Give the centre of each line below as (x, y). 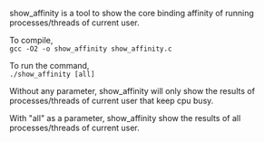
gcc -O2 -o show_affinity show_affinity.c (91, 49)
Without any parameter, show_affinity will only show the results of (132, 91)
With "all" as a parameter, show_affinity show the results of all (125, 118)
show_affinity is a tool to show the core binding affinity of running (132, 13)
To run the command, (49, 66)
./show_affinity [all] (52, 74)
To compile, (31, 40)
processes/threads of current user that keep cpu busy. (112, 100)
